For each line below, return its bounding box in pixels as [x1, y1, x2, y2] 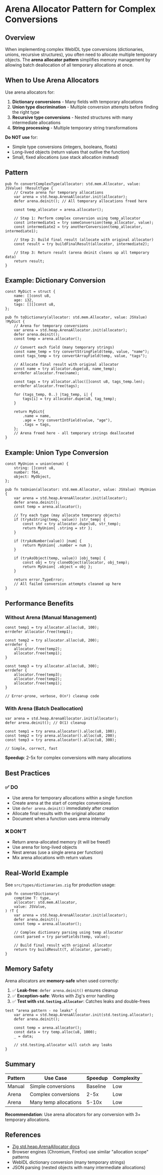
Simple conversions [29, 1083, 75, 1090]
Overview [5, 33, 36, 42]
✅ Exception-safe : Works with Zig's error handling [12, 993, 115, 998]
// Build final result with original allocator [14, 943, 112, 948]
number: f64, [14, 470, 41, 475]
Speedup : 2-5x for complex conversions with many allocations [5, 755, 132, 761]
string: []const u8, [14, 466, 56, 471]
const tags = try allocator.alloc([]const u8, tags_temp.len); [14, 379, 145, 384]
